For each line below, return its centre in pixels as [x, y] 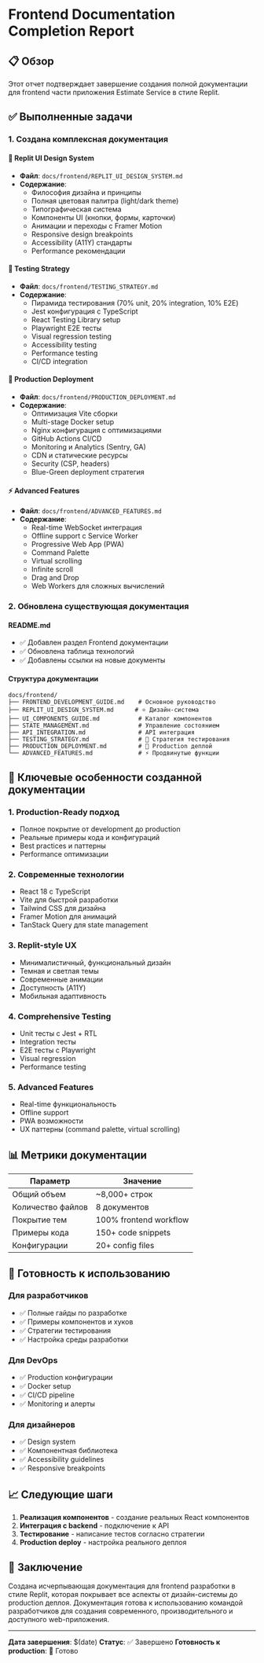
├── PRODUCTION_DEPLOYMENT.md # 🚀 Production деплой [110, 747]
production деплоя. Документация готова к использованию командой [126, 1603]
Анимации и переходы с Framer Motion [97, 226]
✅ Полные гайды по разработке [73, 1312]
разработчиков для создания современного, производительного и [121, 1611]
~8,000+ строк [124, 1195]
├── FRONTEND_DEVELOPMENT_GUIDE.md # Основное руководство [112, 702]
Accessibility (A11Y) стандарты [81, 242]
